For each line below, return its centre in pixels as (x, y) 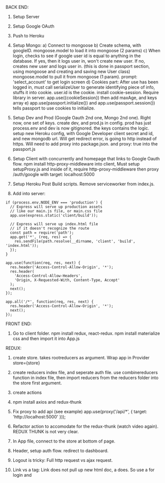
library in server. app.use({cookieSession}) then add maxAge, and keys (85, 98)
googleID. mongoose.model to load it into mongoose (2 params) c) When (86, 51)
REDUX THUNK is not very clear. (46, 431)
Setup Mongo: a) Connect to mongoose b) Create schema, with (77, 45)
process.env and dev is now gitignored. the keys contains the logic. (81, 128)
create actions (27, 392)
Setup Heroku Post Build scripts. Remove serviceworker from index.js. (84, 184)
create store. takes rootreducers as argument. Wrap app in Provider (81, 358)
